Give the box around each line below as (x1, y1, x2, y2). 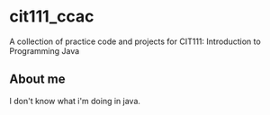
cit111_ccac (9, 6, 94, 27)
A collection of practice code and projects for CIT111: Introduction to (9, 36, 261, 47)
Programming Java (9, 45, 80, 56)
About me (9, 72, 66, 87)
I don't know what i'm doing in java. (9, 95, 141, 106)
